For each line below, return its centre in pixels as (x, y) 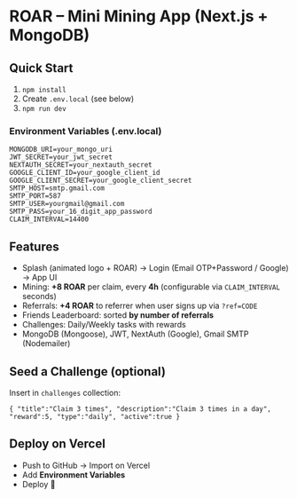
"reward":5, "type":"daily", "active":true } (94, 416)
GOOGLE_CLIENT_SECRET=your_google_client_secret (101, 181)
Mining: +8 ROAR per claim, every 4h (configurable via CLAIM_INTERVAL (151, 287)
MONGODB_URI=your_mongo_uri (61, 150)
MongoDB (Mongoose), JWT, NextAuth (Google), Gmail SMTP (135, 334)
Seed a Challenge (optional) (88, 372)
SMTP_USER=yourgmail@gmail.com (67, 204)
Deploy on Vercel (58, 444)
